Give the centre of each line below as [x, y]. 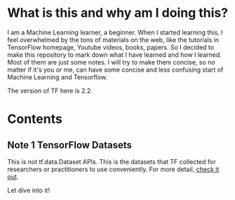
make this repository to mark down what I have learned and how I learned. [115, 55]
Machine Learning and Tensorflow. [58, 77]
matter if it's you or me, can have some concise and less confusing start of [115, 69]
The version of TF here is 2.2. [50, 91]
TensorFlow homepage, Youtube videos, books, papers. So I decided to [111, 47]
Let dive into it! [29, 190]
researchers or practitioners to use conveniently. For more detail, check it [113, 169]
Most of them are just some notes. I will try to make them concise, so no [111, 62]
